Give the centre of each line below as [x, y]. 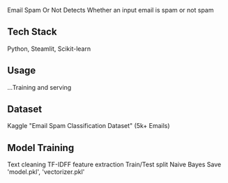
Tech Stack [32, 32]
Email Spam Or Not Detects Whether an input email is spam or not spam [111, 10]
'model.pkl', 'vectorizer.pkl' [46, 172]
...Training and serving [39, 87]
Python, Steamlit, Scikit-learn [49, 49]
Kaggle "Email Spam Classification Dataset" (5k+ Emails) [89, 126]
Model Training [41, 148]
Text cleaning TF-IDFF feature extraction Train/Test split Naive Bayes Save [114, 165]
